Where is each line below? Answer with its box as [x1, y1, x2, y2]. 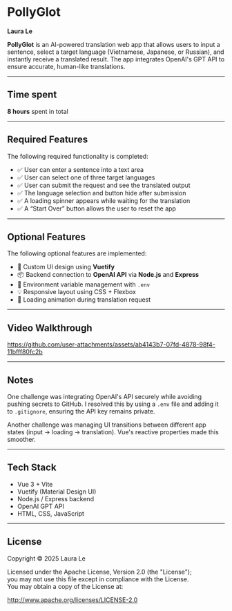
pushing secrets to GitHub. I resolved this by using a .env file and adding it [7, 400, 219, 408]
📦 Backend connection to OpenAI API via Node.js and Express [17, 271, 199, 279]
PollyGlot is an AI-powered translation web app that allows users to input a [7, 40, 221, 48]
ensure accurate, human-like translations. [7, 62, 126, 70]
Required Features [7, 134, 88, 146]
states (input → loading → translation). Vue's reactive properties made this [7, 428, 219, 436]
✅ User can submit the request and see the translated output [17, 181, 191, 189]
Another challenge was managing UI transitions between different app [7, 420, 206, 429]
